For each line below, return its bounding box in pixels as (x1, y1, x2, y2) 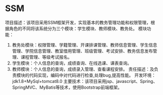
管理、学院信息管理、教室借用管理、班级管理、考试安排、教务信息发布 (12, 48, 153, 54)
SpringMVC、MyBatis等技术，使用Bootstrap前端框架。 (12, 84, 123, 90)
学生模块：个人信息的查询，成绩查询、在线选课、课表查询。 (12, 60, 132, 66)
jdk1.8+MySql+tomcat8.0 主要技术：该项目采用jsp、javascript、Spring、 (12, 78, 158, 84)
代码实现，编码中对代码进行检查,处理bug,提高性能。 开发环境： (29, 72, 156, 78)
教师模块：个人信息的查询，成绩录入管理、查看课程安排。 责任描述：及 (12, 66, 154, 72)
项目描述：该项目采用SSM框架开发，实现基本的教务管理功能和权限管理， (5, 19, 151, 25)
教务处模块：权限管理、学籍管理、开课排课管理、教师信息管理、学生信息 (12, 42, 157, 47)
